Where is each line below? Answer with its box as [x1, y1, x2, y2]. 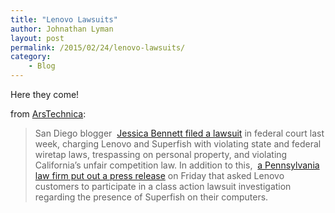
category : [10, 52, 52, 62]
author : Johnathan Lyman [10, 24, 114, 34]
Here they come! [10, 89, 80, 100]
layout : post [10, 33, 65, 43]
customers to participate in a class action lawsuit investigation [34, 181, 292, 192]
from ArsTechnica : [10, 108, 87, 120]
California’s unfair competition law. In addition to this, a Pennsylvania [34, 159, 320, 171]
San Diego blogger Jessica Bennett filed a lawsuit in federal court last [34, 127, 325, 139]
